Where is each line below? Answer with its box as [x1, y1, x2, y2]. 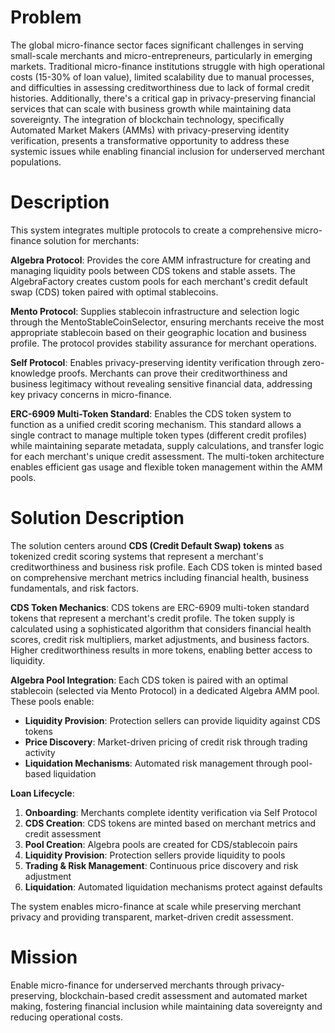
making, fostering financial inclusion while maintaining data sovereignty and [10, 1000, 323, 1012]
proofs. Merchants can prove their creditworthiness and [58, 367, 288, 379]
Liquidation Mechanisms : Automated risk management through [24, 757, 289, 769]
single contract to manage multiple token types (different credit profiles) [10, 429, 308, 441]
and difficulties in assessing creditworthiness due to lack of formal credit [10, 81, 310, 93]
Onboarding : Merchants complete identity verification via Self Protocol [24, 806, 318, 818]
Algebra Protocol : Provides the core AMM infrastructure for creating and [10, 254, 311, 266]
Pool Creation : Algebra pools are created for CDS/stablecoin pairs [24, 838, 298, 850]
